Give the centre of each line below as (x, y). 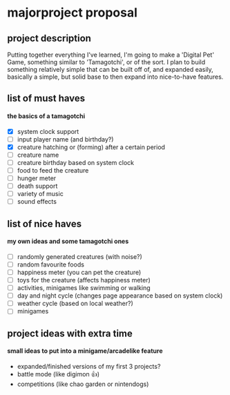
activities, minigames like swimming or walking (84, 288)
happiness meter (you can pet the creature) (79, 272)
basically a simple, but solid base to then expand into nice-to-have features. (115, 77)
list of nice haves (45, 223)
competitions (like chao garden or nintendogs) (83, 384)
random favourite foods (51, 264)
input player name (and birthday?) (65, 139)
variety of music (40, 194)
